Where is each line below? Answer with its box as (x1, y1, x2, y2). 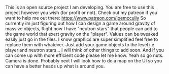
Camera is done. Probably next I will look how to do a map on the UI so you (5, 58, 162, 63)
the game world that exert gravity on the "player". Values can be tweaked (5, 31, 158, 37)
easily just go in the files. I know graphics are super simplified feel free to (5, 36, 158, 42)
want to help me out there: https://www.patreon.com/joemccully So (5, 15, 146, 21)
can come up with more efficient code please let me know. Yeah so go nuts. (5, 52, 164, 58)
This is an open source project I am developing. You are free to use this (5, 5, 154, 10)
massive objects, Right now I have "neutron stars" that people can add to (5, 26, 158, 32)
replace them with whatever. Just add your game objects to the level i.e (5, 42, 155, 47)
